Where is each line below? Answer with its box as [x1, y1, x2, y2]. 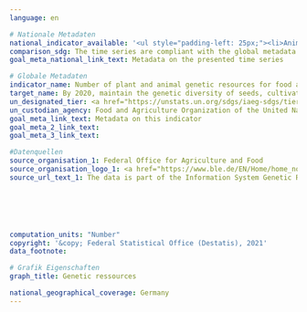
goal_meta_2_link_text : [9, 122, 101, 132]
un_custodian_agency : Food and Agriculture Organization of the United [9, 106, 288, 115]
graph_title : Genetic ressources [9, 272, 137, 281]
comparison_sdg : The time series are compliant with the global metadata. [9, 47, 301, 56]
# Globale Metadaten [9, 72, 89, 81]
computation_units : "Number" [9, 230, 121, 239]
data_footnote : [9, 247, 68, 256]
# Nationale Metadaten [9, 29, 96, 39]
